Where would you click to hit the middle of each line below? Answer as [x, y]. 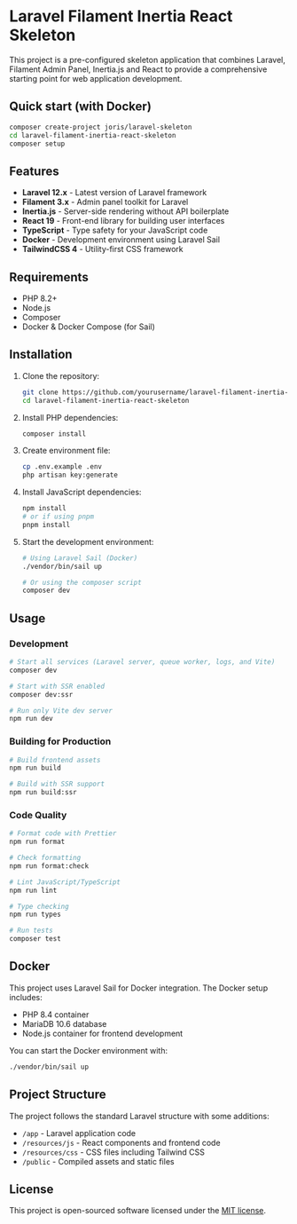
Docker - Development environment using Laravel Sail [121, 240]
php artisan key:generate [70, 475]
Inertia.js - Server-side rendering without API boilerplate [125, 211]
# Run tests [31, 931]
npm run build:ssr [43, 793]
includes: [26, 997]
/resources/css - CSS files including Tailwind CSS [113, 1152]
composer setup [37, 144]
